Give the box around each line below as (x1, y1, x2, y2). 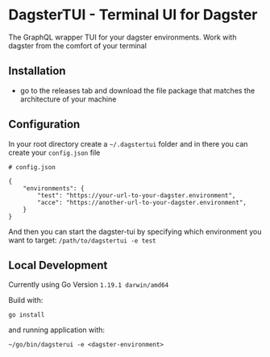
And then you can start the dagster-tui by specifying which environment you (8, 226, 262, 236)
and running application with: (8, 325, 106, 335)
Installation (8, 64, 66, 78)
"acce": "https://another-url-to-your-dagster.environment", (37, 198, 247, 206)
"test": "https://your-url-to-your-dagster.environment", (37, 191, 236, 199)
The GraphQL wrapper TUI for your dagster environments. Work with (8, 32, 237, 42)
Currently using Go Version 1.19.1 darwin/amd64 (8, 280, 169, 289)
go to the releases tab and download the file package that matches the (19, 85, 255, 95)
